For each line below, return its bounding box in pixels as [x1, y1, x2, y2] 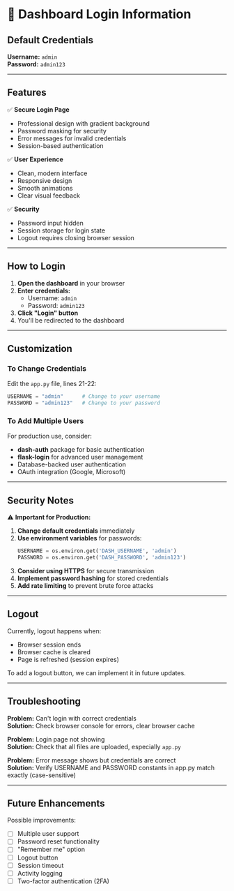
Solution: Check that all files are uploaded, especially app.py [7, 742, 181, 751]
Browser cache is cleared [17, 647, 91, 656]
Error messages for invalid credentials [17, 134, 127, 142]
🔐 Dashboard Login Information [7, 6, 192, 22]
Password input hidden [17, 219, 84, 227]
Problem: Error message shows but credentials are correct [7, 756, 176, 764]
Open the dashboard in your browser [17, 279, 125, 287]
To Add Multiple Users [7, 415, 84, 425]
